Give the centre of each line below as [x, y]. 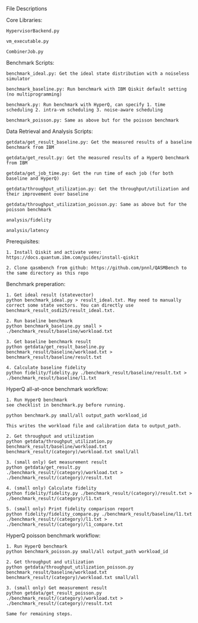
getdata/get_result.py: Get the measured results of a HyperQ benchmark [98, 158]
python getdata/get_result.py [44, 468]
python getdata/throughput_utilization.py [59, 441]
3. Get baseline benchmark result [49, 342]
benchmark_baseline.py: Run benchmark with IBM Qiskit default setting [96, 89]
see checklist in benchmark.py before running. [66, 405]
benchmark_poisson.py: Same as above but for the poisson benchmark [92, 120]
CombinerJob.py [25, 52]
